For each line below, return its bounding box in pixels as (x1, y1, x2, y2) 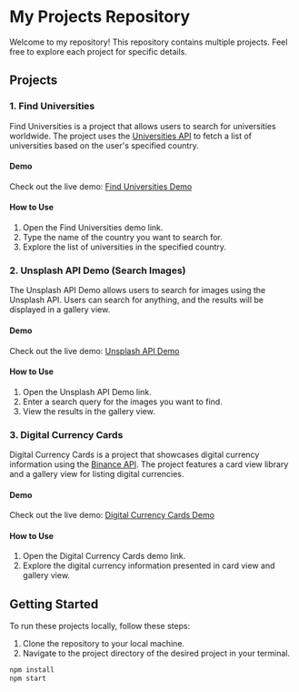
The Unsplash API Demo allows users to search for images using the (9, 285, 266, 296)
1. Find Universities (9, 100, 95, 113)
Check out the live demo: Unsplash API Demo (9, 345, 180, 356)
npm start (9, 674, 47, 684)
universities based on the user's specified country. (9, 139, 200, 151)
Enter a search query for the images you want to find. (22, 396, 223, 407)
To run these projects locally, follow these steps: (9, 621, 191, 632)
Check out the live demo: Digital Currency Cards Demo (9, 510, 215, 521)
